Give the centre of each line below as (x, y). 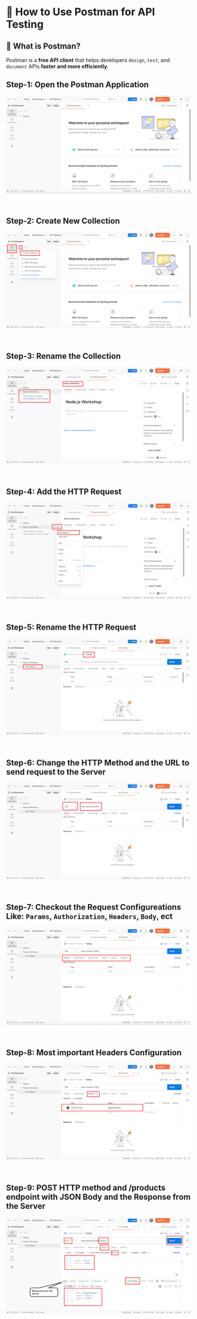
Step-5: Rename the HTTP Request (71, 627)
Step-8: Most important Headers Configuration (94, 1053)
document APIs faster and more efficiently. (57, 66)
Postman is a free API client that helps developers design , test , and (88, 60)
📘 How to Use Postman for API (81, 12)
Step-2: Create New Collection (63, 221)
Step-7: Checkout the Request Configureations (94, 907)
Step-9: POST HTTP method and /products (86, 1187)
